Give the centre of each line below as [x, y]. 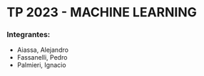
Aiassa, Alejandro [43, 50]
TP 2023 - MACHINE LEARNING [102, 12]
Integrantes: [29, 35]
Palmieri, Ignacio [41, 65]
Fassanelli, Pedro [42, 58]
